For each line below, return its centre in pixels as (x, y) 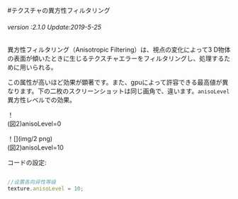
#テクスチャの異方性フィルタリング (59, 10)
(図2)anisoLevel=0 (34, 124)
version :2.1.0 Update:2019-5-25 (54, 27)
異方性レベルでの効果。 (41, 100)
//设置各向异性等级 (32, 182)
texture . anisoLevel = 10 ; (45, 189)
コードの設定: (27, 163)
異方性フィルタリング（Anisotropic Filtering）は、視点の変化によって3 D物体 (119, 50)
